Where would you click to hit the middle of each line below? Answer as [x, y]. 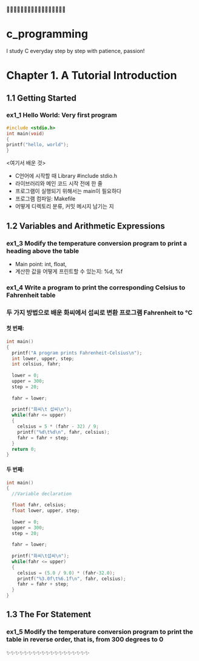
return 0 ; [24, 449]
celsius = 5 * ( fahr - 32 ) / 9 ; [58, 426]
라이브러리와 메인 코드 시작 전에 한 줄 [59, 183]
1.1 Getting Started [42, 98]
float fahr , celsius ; [39, 505]
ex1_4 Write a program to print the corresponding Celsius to [96, 288]
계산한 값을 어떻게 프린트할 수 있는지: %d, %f [69, 271]
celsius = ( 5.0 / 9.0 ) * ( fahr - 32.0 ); [66, 573]
